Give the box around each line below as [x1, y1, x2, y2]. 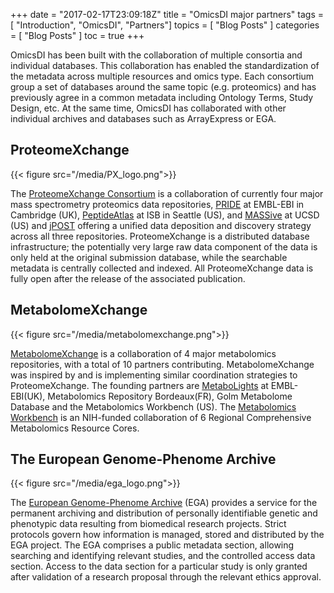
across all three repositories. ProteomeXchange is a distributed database [10, 230, 310, 242]
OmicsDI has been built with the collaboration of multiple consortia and [10, 49, 303, 61]
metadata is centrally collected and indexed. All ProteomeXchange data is [10, 262, 314, 274]
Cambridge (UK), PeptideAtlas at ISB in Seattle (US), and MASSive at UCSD [10, 209, 320, 221]
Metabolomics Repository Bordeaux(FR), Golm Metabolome [47, 390, 293, 402]
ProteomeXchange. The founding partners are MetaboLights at [10, 379, 269, 391]
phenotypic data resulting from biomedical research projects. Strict [10, 518, 287, 530]
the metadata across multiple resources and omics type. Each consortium [10, 70, 315, 82]
